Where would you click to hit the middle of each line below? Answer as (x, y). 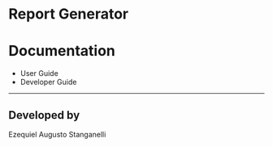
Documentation (62, 51)
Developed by (44, 115)
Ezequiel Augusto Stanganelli (57, 134)
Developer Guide (48, 82)
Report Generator (69, 14)
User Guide (39, 73)
